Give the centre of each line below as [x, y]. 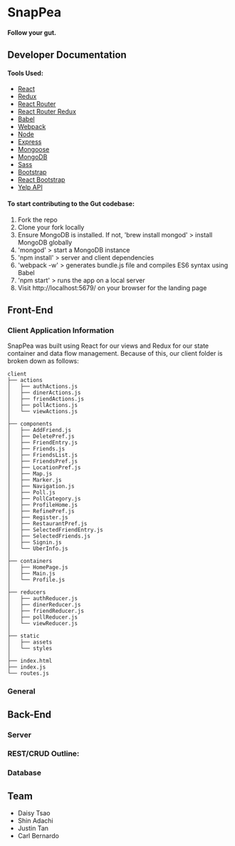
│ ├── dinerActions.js [44, 393]
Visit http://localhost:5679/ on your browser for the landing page [112, 288]
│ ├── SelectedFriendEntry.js [55, 530]
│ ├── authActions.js [43, 387]
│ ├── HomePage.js [38, 567]
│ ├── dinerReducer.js [44, 605]
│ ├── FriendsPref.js [43, 461]
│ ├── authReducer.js [43, 599]
